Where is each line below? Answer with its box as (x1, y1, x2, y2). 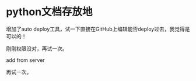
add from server (6, 56, 45, 64)
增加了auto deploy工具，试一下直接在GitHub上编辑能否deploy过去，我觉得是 (6, 25, 190, 32)
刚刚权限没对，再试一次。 (6, 45, 68, 52)
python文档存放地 (6, 5, 93, 19)
